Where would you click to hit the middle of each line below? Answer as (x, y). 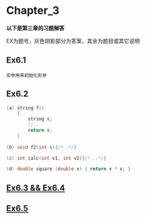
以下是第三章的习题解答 (35, 28)
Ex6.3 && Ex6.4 (36, 188)
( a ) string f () (25, 108)
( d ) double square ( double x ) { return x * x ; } (68, 169)
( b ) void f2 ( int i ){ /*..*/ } (42, 147)
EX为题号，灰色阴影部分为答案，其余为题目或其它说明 (73, 41)
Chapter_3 (33, 11)
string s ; (40, 119)
